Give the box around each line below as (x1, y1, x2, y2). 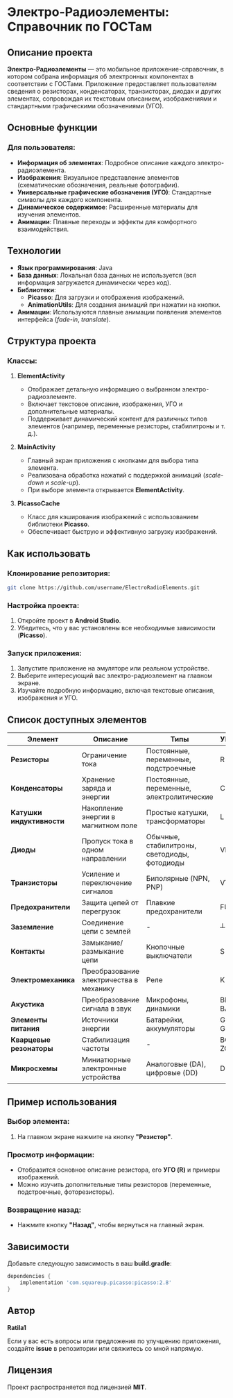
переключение (81, 878, 132, 888)
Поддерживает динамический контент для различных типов (27, 414, 208, 423)
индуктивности (10, 816, 64, 826)
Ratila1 (7, 1323, 26, 1331)
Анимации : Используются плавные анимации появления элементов (17, 308, 222, 316)
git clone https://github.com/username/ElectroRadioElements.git (7, 584, 200, 591)
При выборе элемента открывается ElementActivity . (27, 486, 185, 494)
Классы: (7, 355, 38, 365)
